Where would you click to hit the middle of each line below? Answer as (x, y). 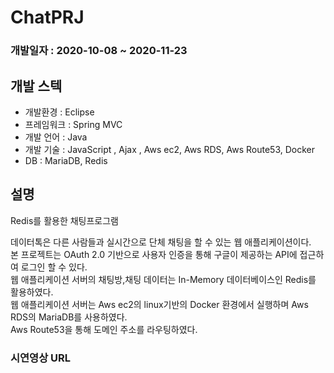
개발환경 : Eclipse (59, 112)
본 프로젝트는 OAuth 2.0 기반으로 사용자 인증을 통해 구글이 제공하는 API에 (154, 254)
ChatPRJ (47, 17)
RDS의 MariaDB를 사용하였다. (69, 317)
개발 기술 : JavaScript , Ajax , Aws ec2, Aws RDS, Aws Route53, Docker (169, 149)
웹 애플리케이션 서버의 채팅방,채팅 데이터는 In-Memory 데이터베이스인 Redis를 (163, 279)
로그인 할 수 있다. (54, 267)
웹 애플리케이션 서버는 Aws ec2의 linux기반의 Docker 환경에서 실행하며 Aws (159, 304)
